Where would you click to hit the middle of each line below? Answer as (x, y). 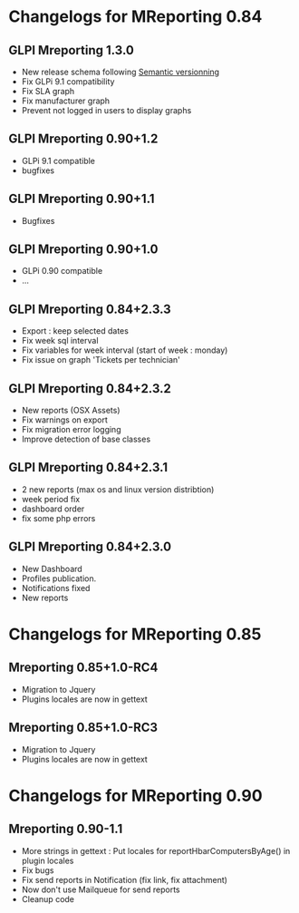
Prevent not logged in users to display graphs (106, 110)
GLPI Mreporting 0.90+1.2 (83, 139)
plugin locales (48, 860)
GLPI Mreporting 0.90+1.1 (82, 199)
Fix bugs (38, 870)
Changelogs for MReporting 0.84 (135, 17)
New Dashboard (52, 568)
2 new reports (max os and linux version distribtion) (118, 489)
